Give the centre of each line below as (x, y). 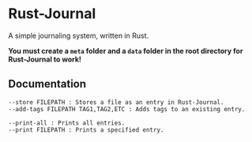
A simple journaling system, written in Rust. (78, 35)
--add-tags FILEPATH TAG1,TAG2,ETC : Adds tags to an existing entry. (127, 109)
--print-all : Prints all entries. (67, 123)
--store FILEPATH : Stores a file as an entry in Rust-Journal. (116, 102)
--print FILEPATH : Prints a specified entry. (86, 130)
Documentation (47, 84)
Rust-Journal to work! (45, 59)
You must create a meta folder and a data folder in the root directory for (126, 50)
